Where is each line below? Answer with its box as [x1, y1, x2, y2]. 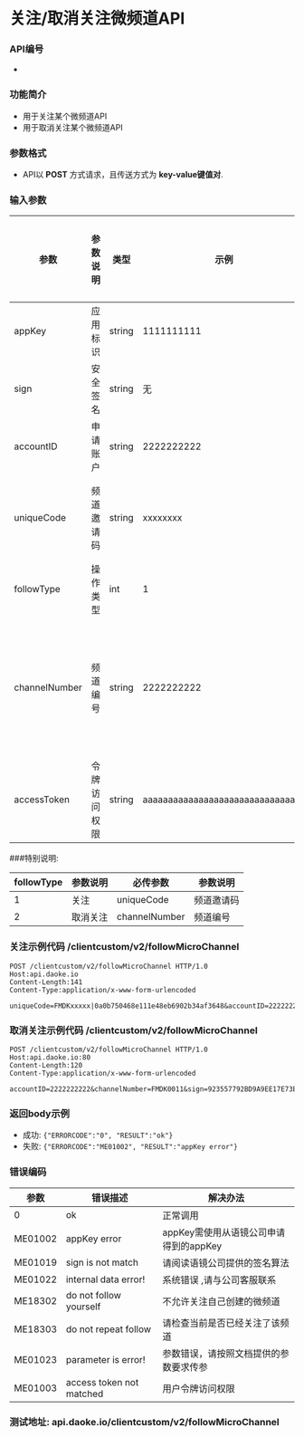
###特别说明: [9, 853, 59, 864]
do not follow [65, 1289, 122, 1301]
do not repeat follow [65, 1323, 152, 1336]
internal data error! [65, 1273, 146, 1286]
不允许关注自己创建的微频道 [162, 1295, 280, 1308]
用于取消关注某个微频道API [22, 121, 124, 132]
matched [65, 1387, 104, 1400]
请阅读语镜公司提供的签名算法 [162, 1256, 290, 1269]
